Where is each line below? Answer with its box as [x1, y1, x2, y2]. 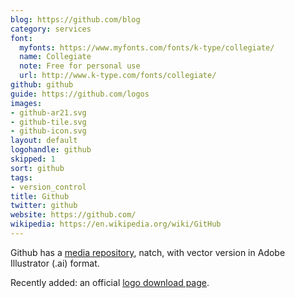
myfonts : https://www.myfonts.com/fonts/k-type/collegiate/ [19, 42, 275, 53]
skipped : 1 [10, 154, 56, 164]
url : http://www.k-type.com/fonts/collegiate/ [19, 71, 217, 81]
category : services [10, 24, 92, 34]
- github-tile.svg [10, 117, 87, 127]
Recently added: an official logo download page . [10, 276, 210, 288]
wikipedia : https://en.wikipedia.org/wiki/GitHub [10, 219, 222, 230]
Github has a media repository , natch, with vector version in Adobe [10, 246, 286, 258]
